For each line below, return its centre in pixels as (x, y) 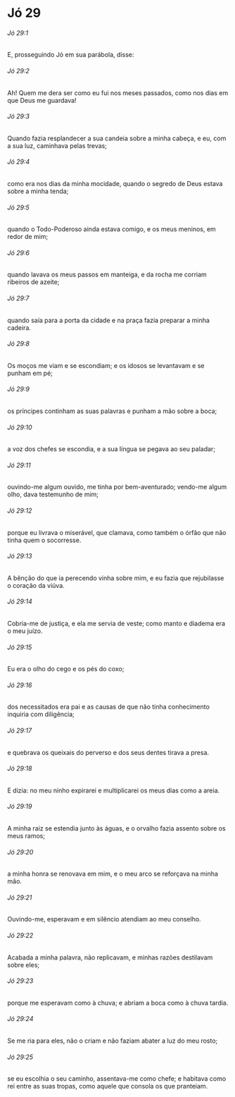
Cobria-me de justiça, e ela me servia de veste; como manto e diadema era (116, 624)
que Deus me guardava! (42, 100)
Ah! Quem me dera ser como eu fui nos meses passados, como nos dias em (118, 92)
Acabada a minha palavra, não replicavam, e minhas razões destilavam (110, 957)
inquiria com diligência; (41, 714)
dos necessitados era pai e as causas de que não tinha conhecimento (108, 707)
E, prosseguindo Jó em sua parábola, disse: (71, 55)
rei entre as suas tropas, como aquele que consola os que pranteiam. (108, 1086)
